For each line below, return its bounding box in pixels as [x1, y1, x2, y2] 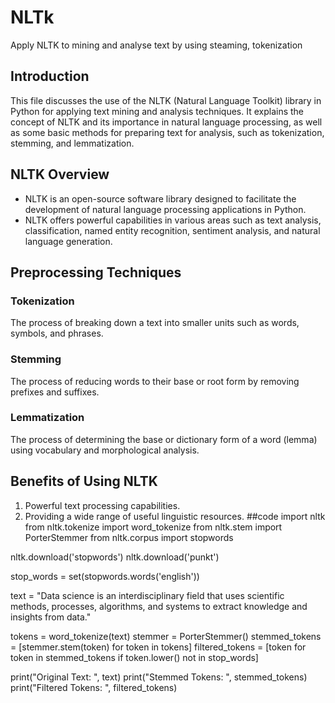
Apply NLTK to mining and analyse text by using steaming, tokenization [10, 39, 303, 51]
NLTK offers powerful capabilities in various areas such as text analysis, [24, 214, 322, 226]
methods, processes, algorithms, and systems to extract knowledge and [10, 600, 308, 612]
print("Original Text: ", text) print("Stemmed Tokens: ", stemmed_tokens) [10, 671, 308, 683]
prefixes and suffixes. [10, 386, 100, 398]
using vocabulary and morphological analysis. [10, 444, 200, 456]
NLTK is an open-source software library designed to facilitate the [24, 192, 297, 205]
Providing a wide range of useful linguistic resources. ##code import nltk [24, 510, 326, 522]
